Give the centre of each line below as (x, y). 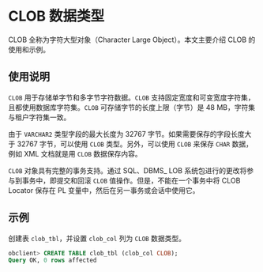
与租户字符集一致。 (39, 117)
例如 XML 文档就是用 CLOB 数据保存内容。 (75, 153)
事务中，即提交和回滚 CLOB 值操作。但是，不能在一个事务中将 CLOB (131, 180)
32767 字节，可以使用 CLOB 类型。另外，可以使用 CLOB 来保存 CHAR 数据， (135, 144)
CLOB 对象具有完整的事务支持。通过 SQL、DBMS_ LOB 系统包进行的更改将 (128, 170)
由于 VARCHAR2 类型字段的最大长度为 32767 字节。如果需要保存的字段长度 (126, 134)
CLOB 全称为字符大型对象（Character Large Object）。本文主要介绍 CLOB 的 (132, 40)
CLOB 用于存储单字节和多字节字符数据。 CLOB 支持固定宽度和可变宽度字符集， (131, 97)
